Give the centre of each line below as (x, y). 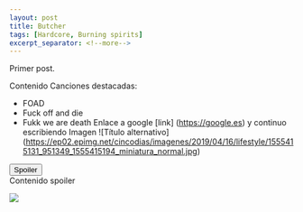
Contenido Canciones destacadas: (73, 86)
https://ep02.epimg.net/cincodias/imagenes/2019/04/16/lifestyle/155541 (160, 142)
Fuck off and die (53, 113)
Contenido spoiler (42, 180)
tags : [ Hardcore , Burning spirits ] (76, 34)
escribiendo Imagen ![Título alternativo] (96, 133)
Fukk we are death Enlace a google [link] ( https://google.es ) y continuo (154, 123)
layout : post (34, 18)
